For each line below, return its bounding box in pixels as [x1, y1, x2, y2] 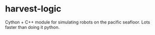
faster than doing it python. [5, 24, 60, 30]
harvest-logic [5, 3, 62, 14]
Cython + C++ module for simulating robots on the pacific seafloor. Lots [5, 19, 150, 25]
